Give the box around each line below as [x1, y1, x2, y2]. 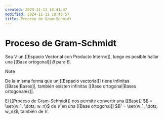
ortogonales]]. [5, 89, 35, 94]
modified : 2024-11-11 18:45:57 [5, 12, 70, 17]
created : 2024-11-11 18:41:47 [5, 7, 68, 12]
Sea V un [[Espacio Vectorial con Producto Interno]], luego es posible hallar [5, 54, 159, 59]
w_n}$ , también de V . [5, 109, 49, 115]
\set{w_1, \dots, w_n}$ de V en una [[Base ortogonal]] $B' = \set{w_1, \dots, [5, 103, 158, 109]
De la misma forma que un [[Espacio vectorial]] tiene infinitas [5, 78, 130, 84]
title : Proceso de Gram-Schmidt [5, 16, 72, 21]
